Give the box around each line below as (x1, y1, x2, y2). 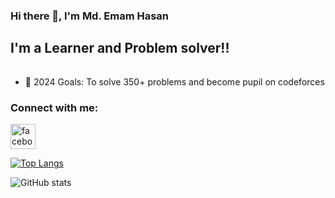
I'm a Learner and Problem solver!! (10, 40, 230, 57)
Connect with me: (10, 100, 99, 114)
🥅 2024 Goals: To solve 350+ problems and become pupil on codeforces (24, 75, 325, 88)
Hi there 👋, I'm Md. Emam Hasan (10, 9, 170, 23)
